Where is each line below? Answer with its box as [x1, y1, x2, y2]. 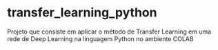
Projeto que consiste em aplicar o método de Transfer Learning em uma [7, 27, 212, 36]
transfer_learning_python [7, 5, 157, 21]
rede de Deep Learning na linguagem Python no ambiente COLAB [7, 34, 195, 42]
